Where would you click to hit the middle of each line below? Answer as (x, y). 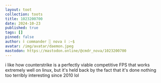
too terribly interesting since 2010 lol (42, 75)
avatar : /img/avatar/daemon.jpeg (39, 46)
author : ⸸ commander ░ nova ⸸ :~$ (40, 42)
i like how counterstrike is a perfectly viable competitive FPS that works (78, 65)
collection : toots (24, 14)
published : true (22, 28)
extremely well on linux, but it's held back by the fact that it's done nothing (81, 70)
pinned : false (20, 37)
